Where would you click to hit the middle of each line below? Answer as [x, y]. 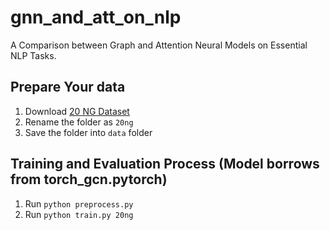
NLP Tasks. [33, 55]
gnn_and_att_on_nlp [96, 17]
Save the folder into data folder [88, 132]
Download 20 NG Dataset [77, 111]
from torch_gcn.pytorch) [89, 179]
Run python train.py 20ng [79, 214]
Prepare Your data [68, 87]
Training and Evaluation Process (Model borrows [165, 164]
